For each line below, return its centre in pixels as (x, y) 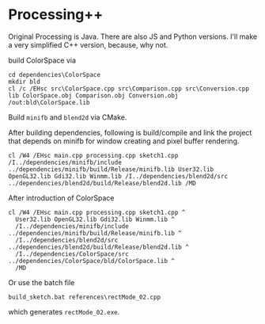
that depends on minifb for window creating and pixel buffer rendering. (124, 141)
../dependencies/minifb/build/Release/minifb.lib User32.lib (111, 169)
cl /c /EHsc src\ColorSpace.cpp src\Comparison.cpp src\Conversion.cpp (129, 89)
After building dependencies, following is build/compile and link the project (130, 132)
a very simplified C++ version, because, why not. (88, 44)
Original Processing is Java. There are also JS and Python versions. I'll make (133, 36)
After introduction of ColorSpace (61, 198)
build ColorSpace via (42, 60)
